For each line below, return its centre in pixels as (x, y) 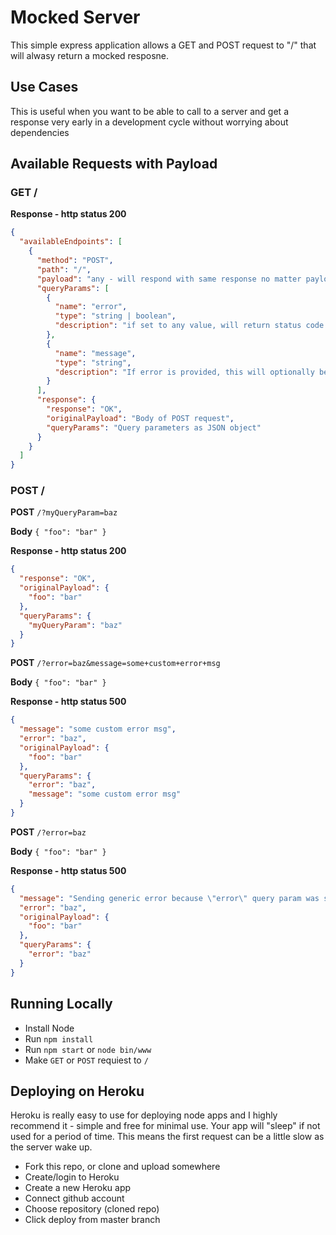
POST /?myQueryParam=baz (64, 512)
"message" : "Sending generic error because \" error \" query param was (169, 898)
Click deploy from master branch (92, 1220)
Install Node (49, 1028)
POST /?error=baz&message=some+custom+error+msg (115, 663)
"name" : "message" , (95, 353)
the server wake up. (51, 1147)
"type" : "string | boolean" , (115, 316)
